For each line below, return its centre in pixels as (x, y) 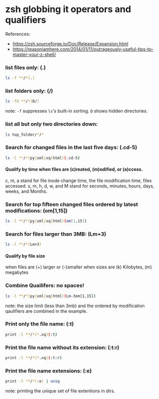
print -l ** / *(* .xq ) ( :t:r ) (34, 358)
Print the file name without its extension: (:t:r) (62, 348)
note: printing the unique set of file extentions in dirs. (60, 391)
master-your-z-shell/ (34, 54)
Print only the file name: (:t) (40, 324)
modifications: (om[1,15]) (37, 210)
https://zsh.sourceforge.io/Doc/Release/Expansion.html (70, 43)
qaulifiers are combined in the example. (46, 311)
